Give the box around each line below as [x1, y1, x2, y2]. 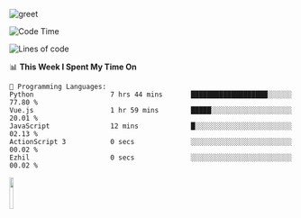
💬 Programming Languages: [9, 82, 106, 91]
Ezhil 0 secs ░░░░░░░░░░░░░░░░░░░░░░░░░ [9, 153, 293, 162]
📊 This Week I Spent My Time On [9, 61, 137, 72]
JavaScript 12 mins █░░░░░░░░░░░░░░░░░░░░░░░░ [9, 122, 293, 131]
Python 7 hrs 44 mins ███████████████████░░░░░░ [9, 90, 293, 99]
